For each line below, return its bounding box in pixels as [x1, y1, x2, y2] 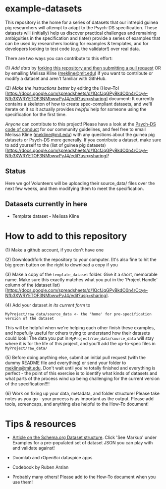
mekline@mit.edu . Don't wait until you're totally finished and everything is [5, 365, 156, 371]
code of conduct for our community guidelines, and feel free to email [5, 126, 146, 132]
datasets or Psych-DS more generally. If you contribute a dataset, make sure [5, 137, 162, 143]
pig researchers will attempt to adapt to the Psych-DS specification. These [5, 24, 158, 30]
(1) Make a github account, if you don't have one [5, 246, 104, 253]
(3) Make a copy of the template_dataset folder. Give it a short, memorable [5, 271, 158, 277]
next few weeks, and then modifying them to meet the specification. [5, 185, 144, 191]
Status [5, 167, 26, 176]
